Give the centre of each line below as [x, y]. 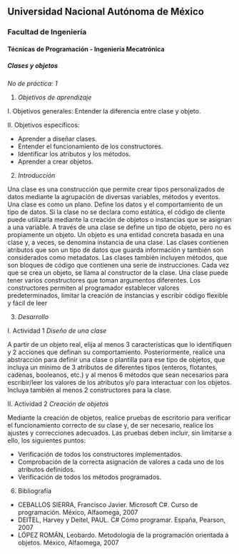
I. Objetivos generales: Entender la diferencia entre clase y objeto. [104, 111]
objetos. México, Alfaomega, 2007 [68, 543]
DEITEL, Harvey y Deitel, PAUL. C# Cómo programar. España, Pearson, [122, 520]
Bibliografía [35, 490]
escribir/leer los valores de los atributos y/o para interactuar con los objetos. [119, 382]
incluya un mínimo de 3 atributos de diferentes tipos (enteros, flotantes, [112, 367]
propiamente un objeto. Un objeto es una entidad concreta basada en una [116, 234]
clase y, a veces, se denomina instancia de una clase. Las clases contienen [118, 242]
